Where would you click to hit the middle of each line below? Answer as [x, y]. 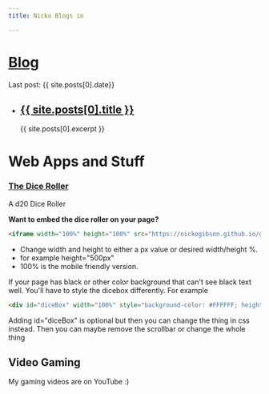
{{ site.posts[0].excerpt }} [62, 129]
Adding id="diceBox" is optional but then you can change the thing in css [129, 320]
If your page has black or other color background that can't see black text [130, 282]
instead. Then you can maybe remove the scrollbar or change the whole [127, 328]
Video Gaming [45, 362]
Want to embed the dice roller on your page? [84, 219]
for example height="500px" [67, 258]
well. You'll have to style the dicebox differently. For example [108, 290]
